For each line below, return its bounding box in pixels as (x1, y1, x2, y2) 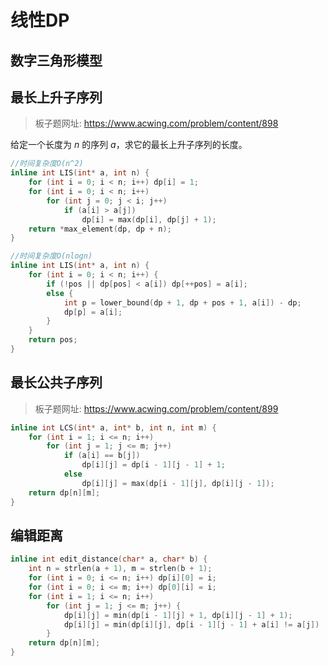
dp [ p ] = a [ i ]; (63, 307, 123, 317)
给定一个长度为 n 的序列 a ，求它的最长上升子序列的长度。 (10, 139, 248, 151)
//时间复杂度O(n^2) (10, 159, 84, 169)
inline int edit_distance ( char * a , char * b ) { (10, 554, 208, 565)
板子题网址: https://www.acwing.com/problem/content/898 (34, 117, 279, 130)
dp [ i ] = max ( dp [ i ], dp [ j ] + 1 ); (81, 214, 217, 225)
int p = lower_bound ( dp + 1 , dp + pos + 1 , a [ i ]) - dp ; (63, 297, 302, 308)
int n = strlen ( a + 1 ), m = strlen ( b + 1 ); (28, 564, 213, 574)
